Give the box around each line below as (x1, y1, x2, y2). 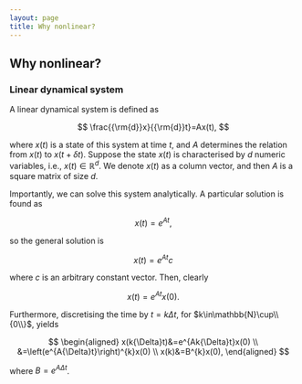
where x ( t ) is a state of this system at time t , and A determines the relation (9, 139, 287, 151)
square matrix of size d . (9, 170, 99, 181)
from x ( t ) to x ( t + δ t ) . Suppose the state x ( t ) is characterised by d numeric (9, 149, 286, 160)
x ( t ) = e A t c (133, 252, 173, 265)
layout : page (9, 13, 59, 23)
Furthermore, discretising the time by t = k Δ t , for (9, 308, 192, 320)
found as (9, 197, 43, 208)
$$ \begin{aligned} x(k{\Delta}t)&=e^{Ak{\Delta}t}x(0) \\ (48, 336, 258, 347)
